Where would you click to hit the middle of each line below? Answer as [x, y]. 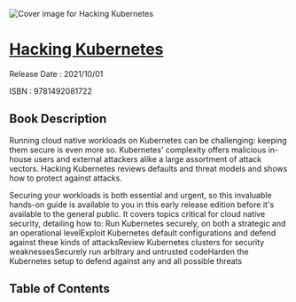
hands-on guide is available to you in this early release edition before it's [142, 205]
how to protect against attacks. [66, 178]
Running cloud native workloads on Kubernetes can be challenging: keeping [148, 140]
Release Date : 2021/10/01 [56, 74]
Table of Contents [60, 289]
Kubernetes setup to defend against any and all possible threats [125, 260]
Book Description [58, 119]
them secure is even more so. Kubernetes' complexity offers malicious [138, 150]
